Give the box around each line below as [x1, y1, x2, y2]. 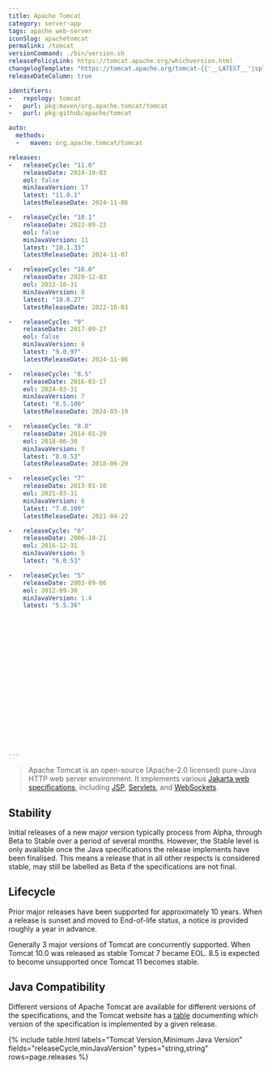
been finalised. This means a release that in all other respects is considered [8, 853, 261, 863]
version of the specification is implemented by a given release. [8, 1019, 218, 1029]
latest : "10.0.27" [23, 295, 85, 304]
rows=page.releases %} [8, 1051, 89, 1061]
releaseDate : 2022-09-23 [23, 220, 107, 229]
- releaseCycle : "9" [8, 317, 85, 326]
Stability [8, 806, 52, 820]
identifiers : [8, 87, 53, 95]
